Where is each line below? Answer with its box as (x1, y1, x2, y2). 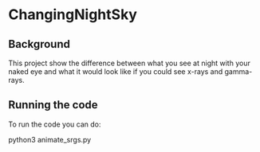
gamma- (224, 67, 253, 76)
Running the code (8, 98, 98, 112)
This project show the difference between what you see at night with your (8, 58, 251, 68)
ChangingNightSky (8, 6, 138, 24)
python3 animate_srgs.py (8, 134, 92, 144)
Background (8, 37, 70, 51)
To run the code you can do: (8, 119, 101, 129)
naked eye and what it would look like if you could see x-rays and (8, 67, 223, 76)
